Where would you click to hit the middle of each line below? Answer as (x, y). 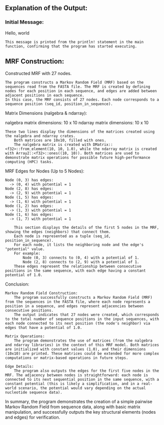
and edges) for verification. (33, 417)
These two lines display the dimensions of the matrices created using (80, 132)
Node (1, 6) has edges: (29, 214)
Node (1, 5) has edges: (29, 197)
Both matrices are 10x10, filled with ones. (60, 140)
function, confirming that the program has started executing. (71, 46)
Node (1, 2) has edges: (29, 206)
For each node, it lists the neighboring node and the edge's (79, 245)
